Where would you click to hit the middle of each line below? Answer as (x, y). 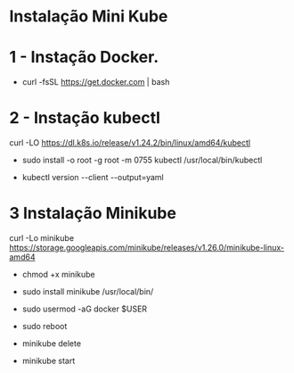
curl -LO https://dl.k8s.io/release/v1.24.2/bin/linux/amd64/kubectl (130, 143)
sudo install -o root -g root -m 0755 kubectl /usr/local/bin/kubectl (142, 160)
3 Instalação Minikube (93, 214)
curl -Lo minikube (41, 238)
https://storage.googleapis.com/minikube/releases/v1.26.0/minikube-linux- (147, 248)
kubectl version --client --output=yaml (93, 178)
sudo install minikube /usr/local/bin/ (88, 291)
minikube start (49, 361)
